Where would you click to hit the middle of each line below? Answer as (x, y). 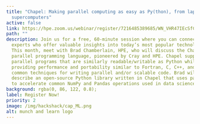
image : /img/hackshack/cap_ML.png (49, 106)
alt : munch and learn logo (40, 111)
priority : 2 (21, 100)
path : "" (17, 34)
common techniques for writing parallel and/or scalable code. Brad (98, 73)
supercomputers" (32, 17)
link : (13, 28)
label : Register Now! (33, 95)
